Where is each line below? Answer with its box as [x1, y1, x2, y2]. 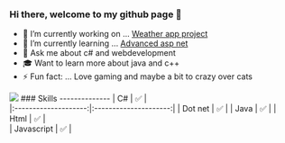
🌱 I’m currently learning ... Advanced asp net [22, 38, 188, 49]
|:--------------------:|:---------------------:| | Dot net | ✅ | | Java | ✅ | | [9, 103, 277, 114]
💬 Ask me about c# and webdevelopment [22, 48, 176, 58]
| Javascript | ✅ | [9, 123, 72, 134]
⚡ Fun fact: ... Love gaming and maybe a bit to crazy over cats [22, 71, 253, 82]
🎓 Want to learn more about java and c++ [22, 58, 180, 68]
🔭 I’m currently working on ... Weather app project [22, 29, 208, 40]
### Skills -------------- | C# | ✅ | [20, 94, 147, 104]
